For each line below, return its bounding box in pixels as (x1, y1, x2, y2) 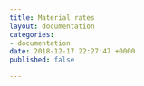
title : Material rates (9, 13, 95, 23)
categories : (9, 30, 54, 39)
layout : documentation (9, 22, 95, 31)
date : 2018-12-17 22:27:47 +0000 (9, 47, 136, 56)
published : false (9, 55, 75, 64)
